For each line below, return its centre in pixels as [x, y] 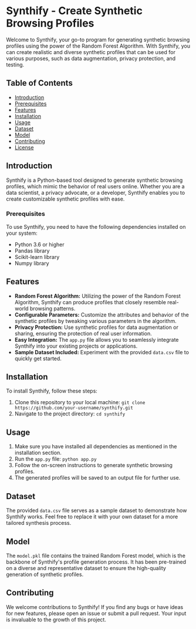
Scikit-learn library [37, 257]
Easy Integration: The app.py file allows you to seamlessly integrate [97, 340]
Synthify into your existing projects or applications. [76, 346]
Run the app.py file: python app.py [55, 459]
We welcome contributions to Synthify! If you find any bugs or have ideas [95, 607]
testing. [15, 64]
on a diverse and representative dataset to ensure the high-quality [86, 568]
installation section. [38, 453]
